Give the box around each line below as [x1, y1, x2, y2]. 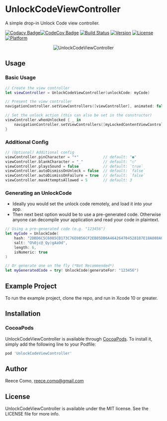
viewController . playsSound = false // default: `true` [5, 164, 143, 169]
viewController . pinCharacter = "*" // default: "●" [5, 154, 137, 159]
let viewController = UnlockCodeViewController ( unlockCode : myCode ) [5, 90, 150, 95]
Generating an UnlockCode [5, 189, 72, 196]
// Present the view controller [5, 99, 72, 104]
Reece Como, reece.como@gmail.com [5, 378, 84, 384]
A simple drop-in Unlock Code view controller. [5, 20, 100, 26]
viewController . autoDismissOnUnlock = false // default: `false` [5, 168, 146, 173]
